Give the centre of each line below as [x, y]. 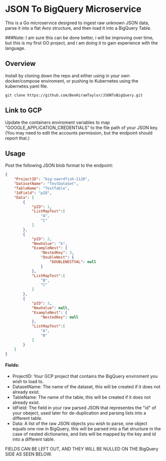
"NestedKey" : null [59, 317]
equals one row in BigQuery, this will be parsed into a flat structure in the [86, 428]
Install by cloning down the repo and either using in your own [67, 76]
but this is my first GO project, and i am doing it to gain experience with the [82, 43]
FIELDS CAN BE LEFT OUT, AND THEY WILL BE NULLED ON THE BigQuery [82, 449]
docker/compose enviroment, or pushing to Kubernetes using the [72, 81]
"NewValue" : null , [51, 308]
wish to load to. [28, 381]
